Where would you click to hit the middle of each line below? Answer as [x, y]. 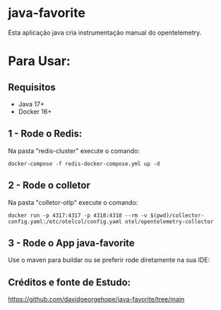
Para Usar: [40, 61]
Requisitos [32, 87]
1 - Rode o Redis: [45, 134]
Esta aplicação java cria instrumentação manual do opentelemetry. [105, 32]
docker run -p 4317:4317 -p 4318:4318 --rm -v [78, 215]
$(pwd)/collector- [177, 215]
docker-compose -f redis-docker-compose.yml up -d [84, 164]
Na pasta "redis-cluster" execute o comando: [74, 150]
